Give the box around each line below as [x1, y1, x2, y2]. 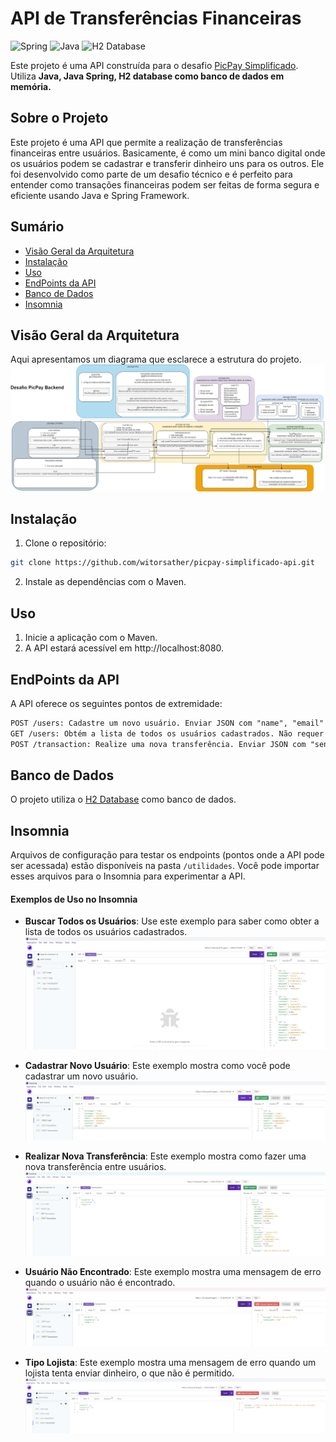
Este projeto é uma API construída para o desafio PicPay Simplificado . [10, 59, 299, 71]
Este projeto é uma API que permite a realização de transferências [10, 136, 283, 148]
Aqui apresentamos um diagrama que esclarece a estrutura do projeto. [10, 353, 302, 366]
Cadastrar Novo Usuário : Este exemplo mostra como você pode [24, 1060, 291, 1072]
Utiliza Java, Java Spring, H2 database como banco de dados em [10, 70, 285, 82]
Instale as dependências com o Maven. [24, 576, 187, 588]
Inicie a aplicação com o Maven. [24, 632, 158, 644]
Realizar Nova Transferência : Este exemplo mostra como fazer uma [24, 1150, 307, 1162]
